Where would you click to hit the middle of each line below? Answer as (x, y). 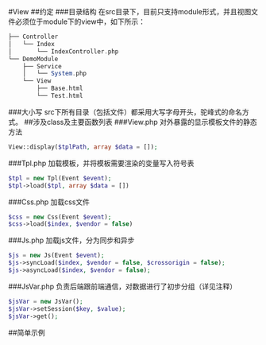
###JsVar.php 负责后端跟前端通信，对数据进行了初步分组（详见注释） (122, 286)
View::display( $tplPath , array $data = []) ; (83, 147)
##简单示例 (27, 332)
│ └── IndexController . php (64, 51)
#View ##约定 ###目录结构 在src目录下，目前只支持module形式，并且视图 (130, 12)
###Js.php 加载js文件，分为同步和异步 (71, 240)
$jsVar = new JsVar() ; (46, 301)
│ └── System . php (55, 74)
